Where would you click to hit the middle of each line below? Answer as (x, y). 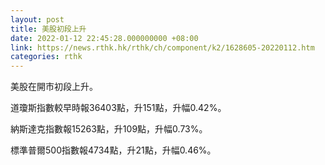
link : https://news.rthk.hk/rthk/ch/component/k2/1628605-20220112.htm (162, 47)
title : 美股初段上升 (48, 29)
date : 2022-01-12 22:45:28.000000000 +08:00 (104, 38)
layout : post (37, 19)
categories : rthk (46, 57)
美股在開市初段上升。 (54, 87)
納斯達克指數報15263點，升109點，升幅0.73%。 (109, 129)
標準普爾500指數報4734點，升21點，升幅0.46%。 (113, 150)
